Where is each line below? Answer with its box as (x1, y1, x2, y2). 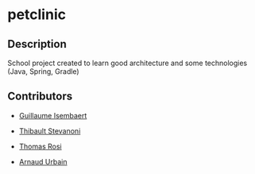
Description (7, 37, 67, 51)
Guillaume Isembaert (18, 110, 87, 120)
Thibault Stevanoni (18, 126, 81, 136)
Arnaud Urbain (18, 157, 68, 166)
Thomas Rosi (18, 141, 62, 151)
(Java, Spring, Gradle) (7, 67, 80, 76)
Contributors (7, 90, 73, 103)
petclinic (7, 6, 67, 24)
